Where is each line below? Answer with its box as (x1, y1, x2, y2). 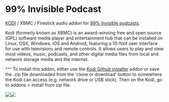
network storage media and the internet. (5, 56, 89, 62)
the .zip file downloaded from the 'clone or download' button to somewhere (5, 71, 162, 77)
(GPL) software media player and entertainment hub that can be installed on (5, 35, 163, 41)
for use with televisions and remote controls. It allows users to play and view (5, 45, 164, 51)
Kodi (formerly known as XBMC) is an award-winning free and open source (5, 29, 161, 35)
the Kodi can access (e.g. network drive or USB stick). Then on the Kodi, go (5, 76, 162, 82)
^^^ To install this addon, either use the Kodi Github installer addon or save (5, 66, 160, 72)
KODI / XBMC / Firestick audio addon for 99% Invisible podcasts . (5, 20, 140, 26)
